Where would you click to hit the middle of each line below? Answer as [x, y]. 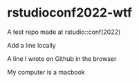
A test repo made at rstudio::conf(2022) [64, 32]
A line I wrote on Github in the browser [62, 58]
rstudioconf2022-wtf [70, 13]
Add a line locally [32, 45]
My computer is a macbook [46, 72]
